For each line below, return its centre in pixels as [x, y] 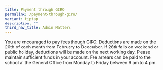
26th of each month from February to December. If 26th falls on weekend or [82, 47]
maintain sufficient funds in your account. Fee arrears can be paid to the [78, 57]
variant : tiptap [22, 19]
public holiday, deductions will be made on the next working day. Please [78, 52]
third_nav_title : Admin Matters [38, 28]
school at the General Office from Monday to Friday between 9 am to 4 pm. [81, 63]
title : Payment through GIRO [35, 10]
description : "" [22, 23]
